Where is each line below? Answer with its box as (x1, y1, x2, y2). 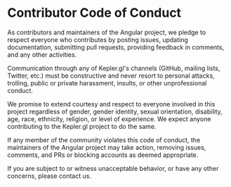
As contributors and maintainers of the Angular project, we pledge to (7, 28, 206, 36)
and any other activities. (7, 50, 77, 59)
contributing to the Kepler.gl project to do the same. (7, 122, 157, 130)
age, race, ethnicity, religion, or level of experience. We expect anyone (7, 114, 211, 123)
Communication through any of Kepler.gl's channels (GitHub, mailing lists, (7, 64, 220, 72)
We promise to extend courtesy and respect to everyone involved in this (7, 99, 216, 108)
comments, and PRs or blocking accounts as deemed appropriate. (7, 151, 199, 159)
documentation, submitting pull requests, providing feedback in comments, (7, 43, 225, 51)
